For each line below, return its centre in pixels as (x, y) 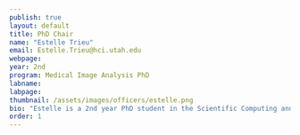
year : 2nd (28, 67)
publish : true (36, 17)
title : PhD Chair (42, 34)
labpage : (25, 91)
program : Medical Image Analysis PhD (79, 75)
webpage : (25, 59)
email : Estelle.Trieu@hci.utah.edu (75, 51)
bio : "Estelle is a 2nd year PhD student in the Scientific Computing (143, 108)
